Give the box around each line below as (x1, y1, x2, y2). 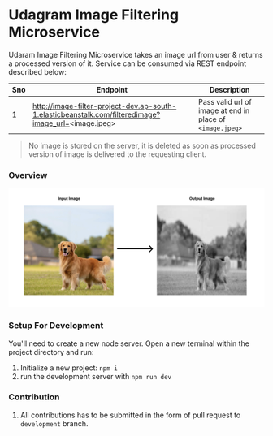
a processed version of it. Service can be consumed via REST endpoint (8, 58, 247, 68)
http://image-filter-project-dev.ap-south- (32, 101, 177, 111)
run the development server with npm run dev (19, 371, 172, 381)
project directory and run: (8, 347, 94, 356)
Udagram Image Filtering (8, 6, 180, 24)
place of (197, 114, 226, 123)
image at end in (197, 106, 250, 115)
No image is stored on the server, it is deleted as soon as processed (28, 140, 256, 151)
